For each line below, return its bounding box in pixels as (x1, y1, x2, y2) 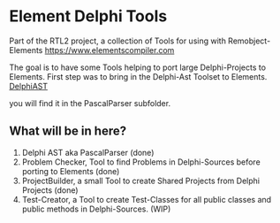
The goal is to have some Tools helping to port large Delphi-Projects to (9, 62, 267, 73)
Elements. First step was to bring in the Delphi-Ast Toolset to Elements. (9, 71, 268, 81)
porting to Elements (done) (21, 165, 120, 176)
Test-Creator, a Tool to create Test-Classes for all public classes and (21, 194, 272, 204)
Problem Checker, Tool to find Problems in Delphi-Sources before (21, 157, 261, 167)
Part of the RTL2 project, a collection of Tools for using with (9, 35, 227, 46)
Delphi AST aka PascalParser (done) (21, 147, 155, 158)
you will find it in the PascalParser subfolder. (9, 97, 170, 108)
